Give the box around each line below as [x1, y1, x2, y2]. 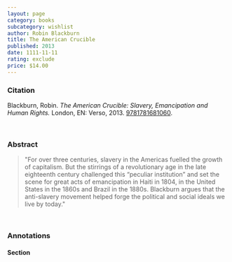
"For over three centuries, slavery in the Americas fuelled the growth [24, 155, 223, 164]
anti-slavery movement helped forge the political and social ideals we [24, 193, 226, 201]
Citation [7, 85, 35, 95]
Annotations [7, 231, 50, 241]
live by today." [24, 200, 66, 208]
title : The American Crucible [7, 36, 96, 43]
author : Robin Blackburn [7, 29, 80, 37]
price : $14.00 [7, 62, 49, 69]
